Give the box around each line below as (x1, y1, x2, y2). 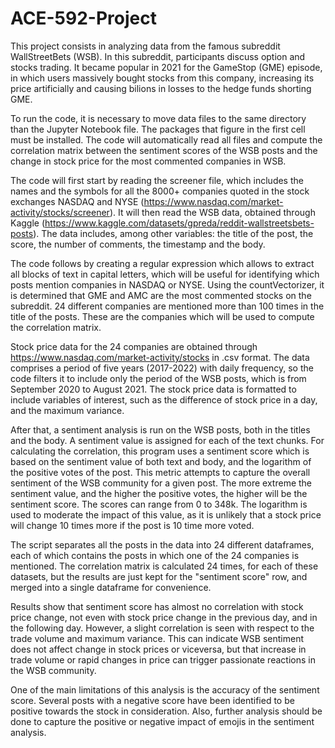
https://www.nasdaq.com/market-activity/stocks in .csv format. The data (10, 351, 310, 363)
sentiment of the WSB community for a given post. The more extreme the (10, 477, 313, 489)
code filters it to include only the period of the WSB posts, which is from (10, 372, 307, 384)
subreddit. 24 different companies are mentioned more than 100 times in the (10, 300, 325, 312)
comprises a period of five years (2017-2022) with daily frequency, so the (10, 362, 314, 374)
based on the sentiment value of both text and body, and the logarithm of (10, 455, 312, 467)
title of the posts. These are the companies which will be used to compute (10, 310, 315, 322)
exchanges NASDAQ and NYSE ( (10, 195, 145, 207)
